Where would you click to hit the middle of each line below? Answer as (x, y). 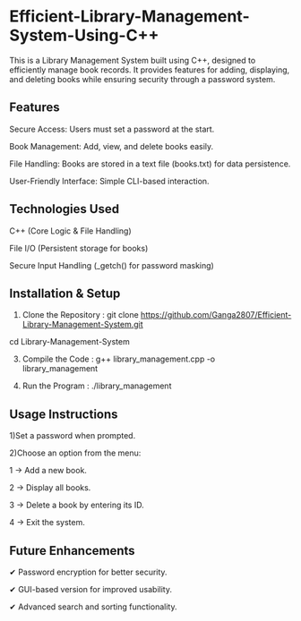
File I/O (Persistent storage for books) (79, 248)
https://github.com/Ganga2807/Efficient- (216, 315)
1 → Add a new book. (48, 471)
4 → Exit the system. (47, 523)
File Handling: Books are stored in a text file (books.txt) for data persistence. (150, 164)
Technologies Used (64, 209)
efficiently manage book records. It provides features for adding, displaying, (150, 70)
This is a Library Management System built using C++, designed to (133, 60)
